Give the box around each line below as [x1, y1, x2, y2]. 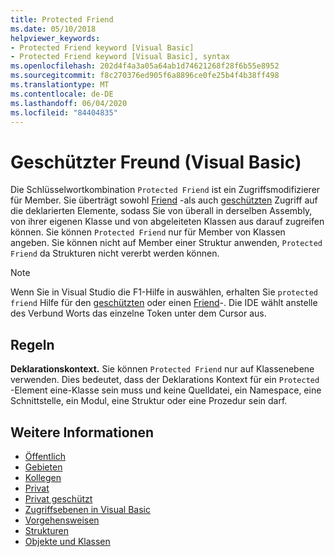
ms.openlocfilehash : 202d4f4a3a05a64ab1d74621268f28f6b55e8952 [10, 61, 280, 71]
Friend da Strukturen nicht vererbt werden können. [10, 247, 220, 260]
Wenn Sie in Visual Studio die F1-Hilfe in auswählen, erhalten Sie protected [10, 286, 318, 298]
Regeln [10, 336, 55, 353]
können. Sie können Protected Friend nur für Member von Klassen [10, 226, 286, 238]
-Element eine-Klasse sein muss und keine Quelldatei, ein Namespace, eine [10, 384, 322, 396]
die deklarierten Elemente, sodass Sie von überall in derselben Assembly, [10, 205, 313, 217]
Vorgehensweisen [24, 514, 100, 526]
